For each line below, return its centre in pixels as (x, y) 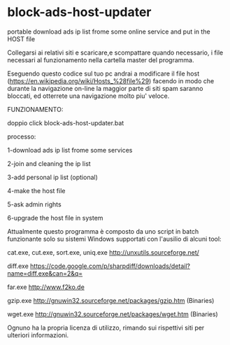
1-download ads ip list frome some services (70, 150)
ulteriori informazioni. (38, 335)
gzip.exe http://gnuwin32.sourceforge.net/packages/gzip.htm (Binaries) (111, 300)
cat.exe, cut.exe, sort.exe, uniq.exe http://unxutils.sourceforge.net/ (103, 252)
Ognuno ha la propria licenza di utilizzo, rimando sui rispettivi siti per (106, 328)
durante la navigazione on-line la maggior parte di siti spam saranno (105, 88)
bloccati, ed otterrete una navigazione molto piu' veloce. (88, 96)
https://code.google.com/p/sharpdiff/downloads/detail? (110, 266)
